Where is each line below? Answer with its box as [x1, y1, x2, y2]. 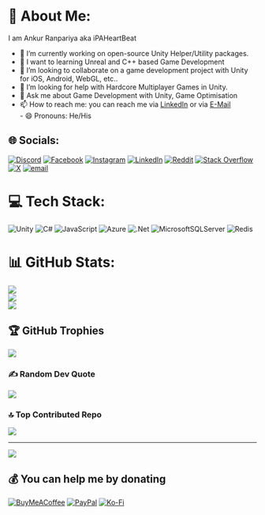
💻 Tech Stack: [8, 192, 106, 210]
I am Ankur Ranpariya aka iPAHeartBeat [8, 33, 136, 43]
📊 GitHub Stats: [8, 253, 116, 271]
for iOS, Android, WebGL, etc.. [19, 74, 118, 83]
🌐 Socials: [8, 134, 60, 147]
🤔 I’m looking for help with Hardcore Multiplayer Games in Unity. [19, 82, 229, 92]
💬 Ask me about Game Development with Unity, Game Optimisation [19, 90, 238, 100]
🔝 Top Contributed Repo [8, 409, 103, 420]
